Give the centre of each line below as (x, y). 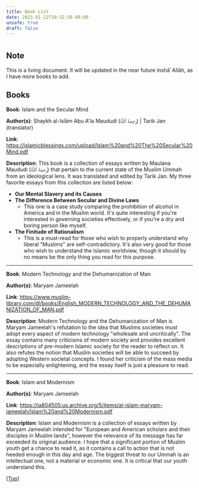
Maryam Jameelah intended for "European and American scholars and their (98, 429)
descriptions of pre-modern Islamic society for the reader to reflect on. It (95, 346)
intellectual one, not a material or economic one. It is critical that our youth (97, 461)
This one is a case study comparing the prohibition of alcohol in (101, 206)
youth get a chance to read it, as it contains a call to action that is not (90, 448)
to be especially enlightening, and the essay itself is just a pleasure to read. (98, 365)
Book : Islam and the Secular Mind (47, 109)
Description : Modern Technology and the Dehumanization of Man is (89, 321)
